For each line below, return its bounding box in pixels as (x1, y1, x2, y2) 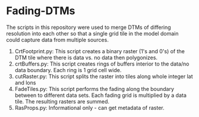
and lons (14, 79, 36, 86)
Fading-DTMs (6, 4, 75, 18)
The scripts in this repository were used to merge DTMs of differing (6, 24, 171, 31)
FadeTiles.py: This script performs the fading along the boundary (14, 85, 174, 92)
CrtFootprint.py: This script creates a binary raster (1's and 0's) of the (14, 47, 185, 54)
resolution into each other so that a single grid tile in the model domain (6, 30, 179, 37)
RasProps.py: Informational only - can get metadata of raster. (14, 104, 165, 111)
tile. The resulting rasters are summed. (14, 97, 110, 105)
